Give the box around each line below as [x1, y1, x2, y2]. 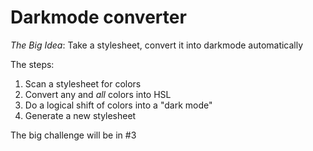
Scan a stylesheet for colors [24, 77, 142, 90]
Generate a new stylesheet [24, 109, 137, 121]
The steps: [10, 58, 55, 70]
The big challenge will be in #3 [10, 129, 137, 141]
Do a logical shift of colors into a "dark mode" [24, 99, 213, 111]
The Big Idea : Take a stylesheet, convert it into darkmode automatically [10, 39, 304, 51]
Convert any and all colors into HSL [24, 88, 172, 100]
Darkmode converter [10, 6, 187, 29]
